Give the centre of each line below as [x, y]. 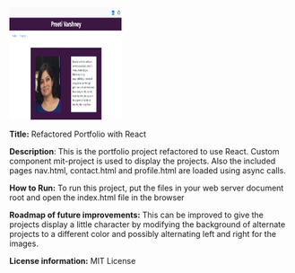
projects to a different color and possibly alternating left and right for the [143, 234]
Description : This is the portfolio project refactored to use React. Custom [144, 151]
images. [24, 243]
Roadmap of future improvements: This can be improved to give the [137, 215]
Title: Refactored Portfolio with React [78, 134]
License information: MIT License [73, 261]
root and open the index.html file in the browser [97, 198]
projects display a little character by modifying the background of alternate [147, 225]
